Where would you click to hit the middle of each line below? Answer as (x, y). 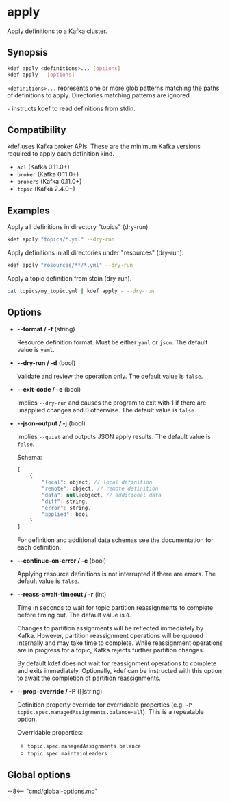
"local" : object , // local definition (97, 482)
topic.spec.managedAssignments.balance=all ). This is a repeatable (110, 712)
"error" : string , (66, 508)
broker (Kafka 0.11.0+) (48, 174)
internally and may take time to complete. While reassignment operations (120, 643)
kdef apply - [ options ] (41, 75)
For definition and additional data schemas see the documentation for (115, 540)
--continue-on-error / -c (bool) (62, 561)
